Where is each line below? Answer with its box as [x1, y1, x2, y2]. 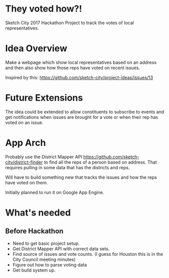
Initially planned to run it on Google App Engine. [5, 189, 104, 195]
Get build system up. [12, 267, 56, 273]
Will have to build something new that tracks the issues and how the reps [5, 174, 157, 180]
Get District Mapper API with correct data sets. [12, 245, 110, 252]
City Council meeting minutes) [12, 256, 76, 262]
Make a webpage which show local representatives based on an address [5, 59, 157, 65]
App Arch [5, 137, 46, 149]
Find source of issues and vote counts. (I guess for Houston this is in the [12, 251, 163, 257]
